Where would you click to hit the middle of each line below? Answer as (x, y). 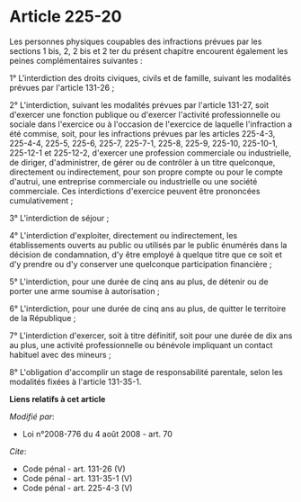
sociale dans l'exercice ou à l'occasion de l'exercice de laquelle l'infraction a (151, 124)
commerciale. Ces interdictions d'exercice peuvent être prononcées (135, 191)
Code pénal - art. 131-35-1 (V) (77, 478)
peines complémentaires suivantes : (76, 60)
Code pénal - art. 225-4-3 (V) (77, 488)
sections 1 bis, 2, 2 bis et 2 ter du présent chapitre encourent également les (149, 50)
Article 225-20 (66, 17)
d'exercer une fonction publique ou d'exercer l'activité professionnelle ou (145, 114)
